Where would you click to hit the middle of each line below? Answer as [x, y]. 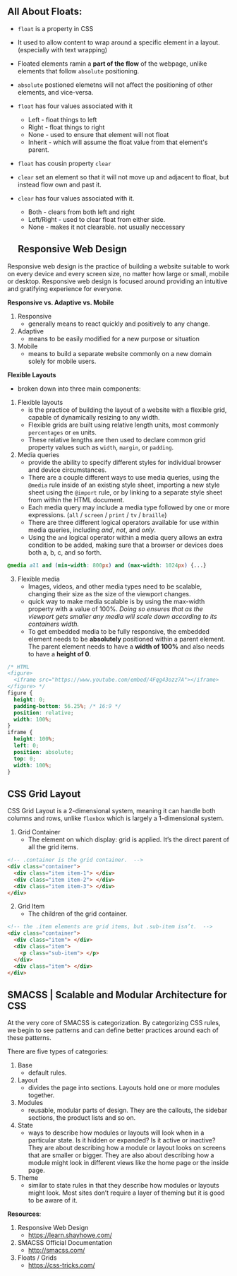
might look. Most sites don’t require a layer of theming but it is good [126, 1193]
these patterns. [29, 1038]
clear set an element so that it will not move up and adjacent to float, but [123, 177]
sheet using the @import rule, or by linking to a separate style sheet [125, 492]
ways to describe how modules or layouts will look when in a [116, 1133]
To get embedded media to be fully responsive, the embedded [119, 631]
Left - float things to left [62, 119]
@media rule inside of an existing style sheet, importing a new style [124, 485]
